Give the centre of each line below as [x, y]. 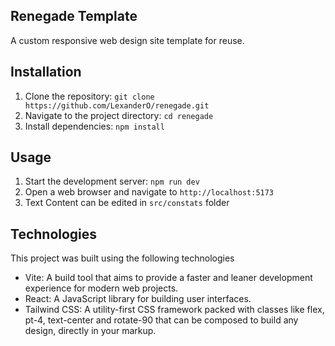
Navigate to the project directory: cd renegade [119, 115]
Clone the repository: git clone [89, 96]
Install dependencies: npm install [94, 126]
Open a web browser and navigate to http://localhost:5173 [149, 192]
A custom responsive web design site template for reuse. [127, 40]
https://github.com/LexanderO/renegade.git [117, 105]
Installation [46, 72]
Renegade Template [74, 16]
